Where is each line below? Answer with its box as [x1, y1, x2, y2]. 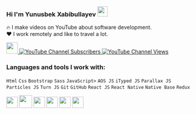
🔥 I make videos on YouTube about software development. [6, 24, 152, 31]
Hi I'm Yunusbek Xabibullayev [6, 10, 96, 18]
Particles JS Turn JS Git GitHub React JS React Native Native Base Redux [6, 84, 191, 90]
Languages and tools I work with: [6, 63, 106, 71]
